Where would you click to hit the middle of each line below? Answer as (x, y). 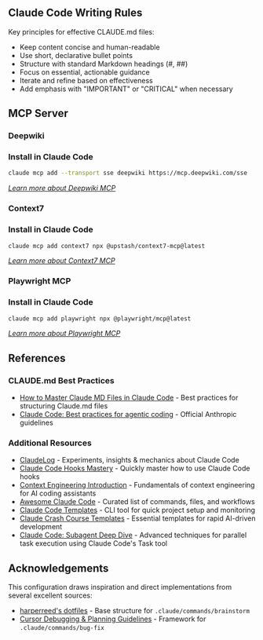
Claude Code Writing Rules (75, 13)
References (37, 358)
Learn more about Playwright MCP (64, 334)
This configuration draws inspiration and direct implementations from (120, 587)
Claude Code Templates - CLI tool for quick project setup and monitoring (137, 510)
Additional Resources (50, 443)
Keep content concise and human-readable (89, 47)
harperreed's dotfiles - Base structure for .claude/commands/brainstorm (134, 611)
